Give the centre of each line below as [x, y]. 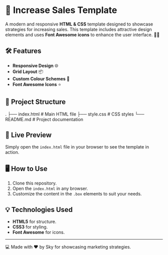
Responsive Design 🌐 [35, 65]
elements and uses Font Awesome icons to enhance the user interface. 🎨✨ [82, 34]
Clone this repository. [34, 183]
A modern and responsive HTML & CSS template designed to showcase [79, 24]
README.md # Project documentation [44, 119]
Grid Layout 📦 [28, 71]
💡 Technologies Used [39, 209]
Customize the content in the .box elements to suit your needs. [77, 194]
